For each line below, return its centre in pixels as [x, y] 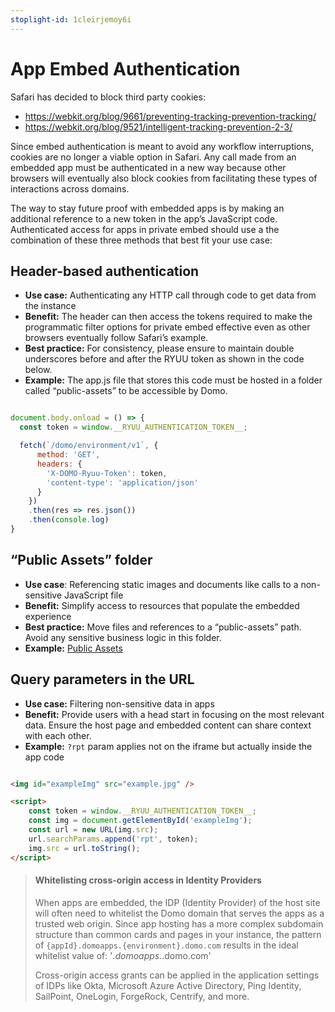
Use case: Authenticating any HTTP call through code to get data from [170, 295]
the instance [50, 306]
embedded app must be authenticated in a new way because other [148, 167]
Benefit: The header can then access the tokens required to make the [168, 317]
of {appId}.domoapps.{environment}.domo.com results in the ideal [166, 945]
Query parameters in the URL [102, 679]
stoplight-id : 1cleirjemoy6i [71, 19]
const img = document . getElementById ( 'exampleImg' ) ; [140, 821]
